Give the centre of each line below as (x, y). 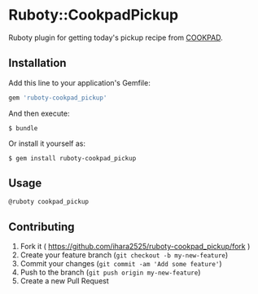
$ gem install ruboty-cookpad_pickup (72, 158)
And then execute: (39, 113)
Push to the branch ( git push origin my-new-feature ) (110, 272)
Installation (37, 63)
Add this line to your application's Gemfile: (79, 82)
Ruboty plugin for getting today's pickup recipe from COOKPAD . (116, 37)
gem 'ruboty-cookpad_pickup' (58, 98)
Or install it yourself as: (47, 143)
